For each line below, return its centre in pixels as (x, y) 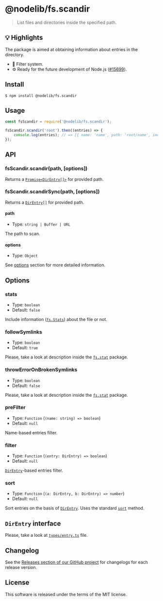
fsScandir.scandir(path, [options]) (46, 169)
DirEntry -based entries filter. (34, 471)
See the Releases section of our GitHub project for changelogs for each (76, 562)
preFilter (15, 407)
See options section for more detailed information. (55, 265)
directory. (15, 54)
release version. (21, 567)
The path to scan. (23, 234)
